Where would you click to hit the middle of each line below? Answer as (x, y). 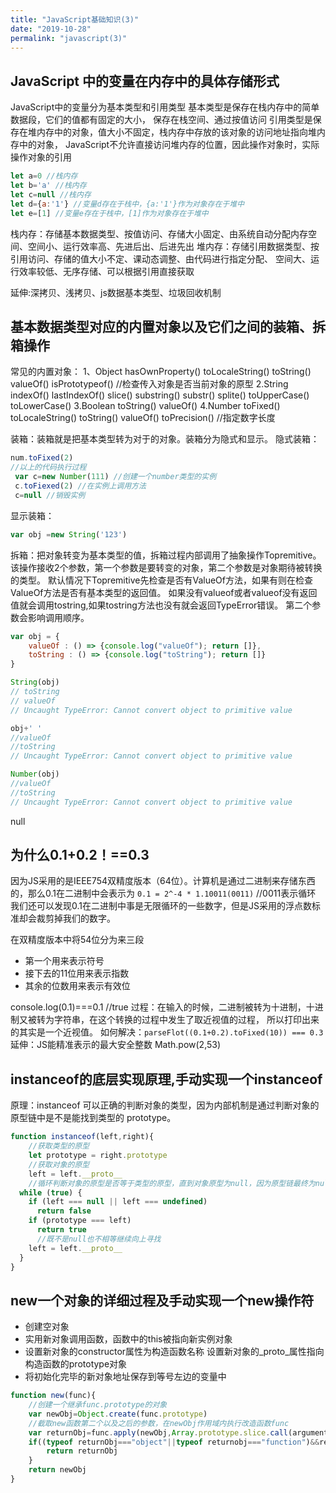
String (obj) (35, 682)
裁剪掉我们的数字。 (76, 918)
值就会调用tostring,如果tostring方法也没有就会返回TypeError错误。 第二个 (161, 605)
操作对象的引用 (41, 157)
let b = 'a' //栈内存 (48, 186)
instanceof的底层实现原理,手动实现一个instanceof (166, 1079)
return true (61, 1230)
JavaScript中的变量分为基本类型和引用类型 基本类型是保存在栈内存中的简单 (165, 107)
